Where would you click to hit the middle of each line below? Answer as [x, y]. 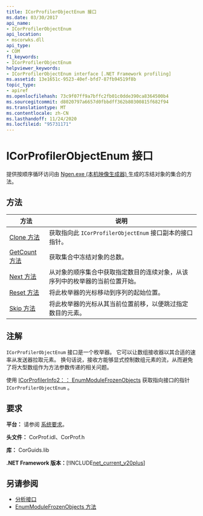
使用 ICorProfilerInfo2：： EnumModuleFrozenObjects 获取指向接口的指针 [98, 380]
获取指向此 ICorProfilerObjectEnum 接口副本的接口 [121, 232]
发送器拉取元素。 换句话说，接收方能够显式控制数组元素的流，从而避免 [105, 359]
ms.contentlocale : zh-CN [37, 113]
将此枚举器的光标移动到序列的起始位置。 [107, 292]
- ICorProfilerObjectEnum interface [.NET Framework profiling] [89, 74]
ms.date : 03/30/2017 [32, 18]
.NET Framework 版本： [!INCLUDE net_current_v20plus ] [76, 463]
